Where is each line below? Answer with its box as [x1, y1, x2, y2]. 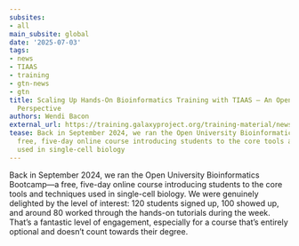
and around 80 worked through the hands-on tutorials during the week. [9, 207, 271, 218]
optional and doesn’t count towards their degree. [9, 226, 189, 236]
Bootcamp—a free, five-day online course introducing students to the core [9, 179, 283, 189]
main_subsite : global [9, 29, 90, 38]
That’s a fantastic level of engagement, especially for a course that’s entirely [9, 217, 289, 227]
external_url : [9, 121, 62, 130]
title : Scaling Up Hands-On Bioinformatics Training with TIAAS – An [9, 95, 273, 105]
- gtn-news [9, 79, 50, 88]
